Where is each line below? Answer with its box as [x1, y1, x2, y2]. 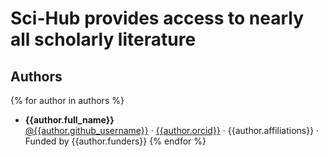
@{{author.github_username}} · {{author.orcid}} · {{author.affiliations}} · [24, 125, 320, 136]
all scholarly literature [10, 28, 197, 51]
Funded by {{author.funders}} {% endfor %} [24, 135, 207, 147]
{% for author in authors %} [10, 95, 125, 106]
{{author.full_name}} [24, 114, 115, 126]
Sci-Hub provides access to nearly [10, 7, 305, 30]
